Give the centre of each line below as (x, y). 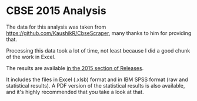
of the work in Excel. (31, 57)
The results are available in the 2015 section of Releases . (75, 68)
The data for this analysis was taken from (56, 27)
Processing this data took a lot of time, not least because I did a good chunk (98, 50)
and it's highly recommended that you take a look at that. (75, 92)
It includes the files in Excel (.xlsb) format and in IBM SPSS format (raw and (97, 79)
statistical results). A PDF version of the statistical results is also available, (96, 85)
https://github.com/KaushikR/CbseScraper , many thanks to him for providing (99, 33)
